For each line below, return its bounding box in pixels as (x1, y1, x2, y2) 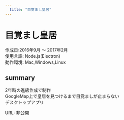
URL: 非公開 (5, 110, 30, 116)
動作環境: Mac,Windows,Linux (5, 59, 66, 65)
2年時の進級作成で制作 (5, 87, 51, 93)
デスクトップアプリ (5, 99, 44, 105)
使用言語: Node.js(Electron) (5, 53, 61, 59)
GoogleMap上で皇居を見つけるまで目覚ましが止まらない (5, 94, 120, 99)
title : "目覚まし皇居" (9, 7, 52, 12)
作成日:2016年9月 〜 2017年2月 (5, 47, 68, 53)
